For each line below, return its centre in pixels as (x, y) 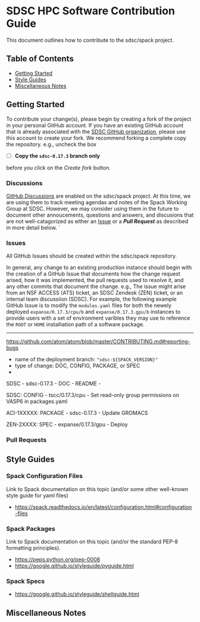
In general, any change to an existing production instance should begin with (99, 268)
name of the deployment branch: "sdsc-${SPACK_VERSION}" (86, 360)
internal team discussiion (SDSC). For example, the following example (91, 299)
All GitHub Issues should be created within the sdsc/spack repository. (92, 256)
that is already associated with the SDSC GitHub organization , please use (96, 132)
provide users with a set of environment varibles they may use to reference (98, 318)
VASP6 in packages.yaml (37, 401)
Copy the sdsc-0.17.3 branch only (57, 155)
